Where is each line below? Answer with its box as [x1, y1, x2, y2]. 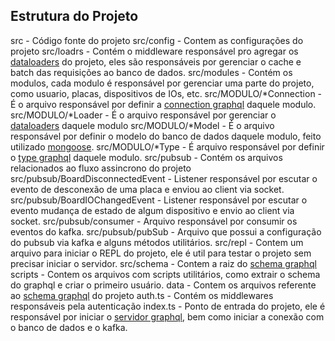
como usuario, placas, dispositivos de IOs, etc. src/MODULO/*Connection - [10, 87, 323, 99]
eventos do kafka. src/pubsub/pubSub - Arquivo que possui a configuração [10, 225, 322, 238]
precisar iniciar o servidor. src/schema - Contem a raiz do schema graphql [10, 257, 317, 269]
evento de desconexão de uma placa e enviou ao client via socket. [10, 183, 285, 195]
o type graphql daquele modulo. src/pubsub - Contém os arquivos [10, 151, 283, 163]
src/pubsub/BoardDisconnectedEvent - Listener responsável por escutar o [10, 172, 318, 184]
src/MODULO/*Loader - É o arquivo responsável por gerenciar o [10, 109, 277, 121]
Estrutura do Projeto [10, 8, 139, 25]
